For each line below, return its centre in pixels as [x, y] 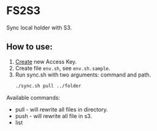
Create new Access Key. [46, 61]
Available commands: [33, 97]
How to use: [30, 47]
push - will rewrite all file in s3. [53, 116]
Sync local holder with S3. [39, 28]
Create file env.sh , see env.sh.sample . [63, 68]
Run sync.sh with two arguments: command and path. [83, 75]
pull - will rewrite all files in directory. [61, 109]
